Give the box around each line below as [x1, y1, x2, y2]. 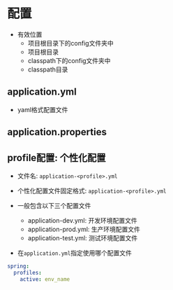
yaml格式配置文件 [17, 105, 68, 113]
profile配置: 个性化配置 [7, 151, 106, 164]
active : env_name [20, 275, 70, 283]
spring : [7, 263, 30, 270]
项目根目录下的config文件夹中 [27, 39, 114, 47]
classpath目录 [27, 65, 68, 74]
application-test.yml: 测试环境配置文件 [27, 233, 138, 242]
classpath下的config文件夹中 [27, 56, 111, 64]
